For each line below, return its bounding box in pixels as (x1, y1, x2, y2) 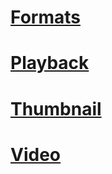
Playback (10, 52, 90, 75)
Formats (10, 6, 81, 29)
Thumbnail (10, 97, 102, 120)
